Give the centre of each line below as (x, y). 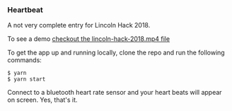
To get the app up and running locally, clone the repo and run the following (116, 53)
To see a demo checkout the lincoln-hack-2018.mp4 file (89, 39)
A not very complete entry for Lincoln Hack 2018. (79, 25)
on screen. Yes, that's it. (42, 100)
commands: (25, 60)
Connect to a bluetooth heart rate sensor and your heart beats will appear (115, 93)
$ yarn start (27, 79)
